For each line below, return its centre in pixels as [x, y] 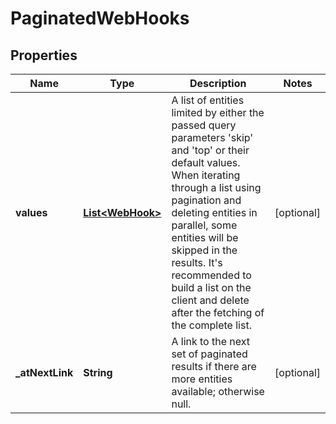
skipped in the [204, 250]
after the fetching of [218, 312]
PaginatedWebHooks [100, 18]
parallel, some [204, 225]
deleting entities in [214, 212]
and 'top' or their [210, 150]
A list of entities [208, 100]
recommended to [211, 275]
